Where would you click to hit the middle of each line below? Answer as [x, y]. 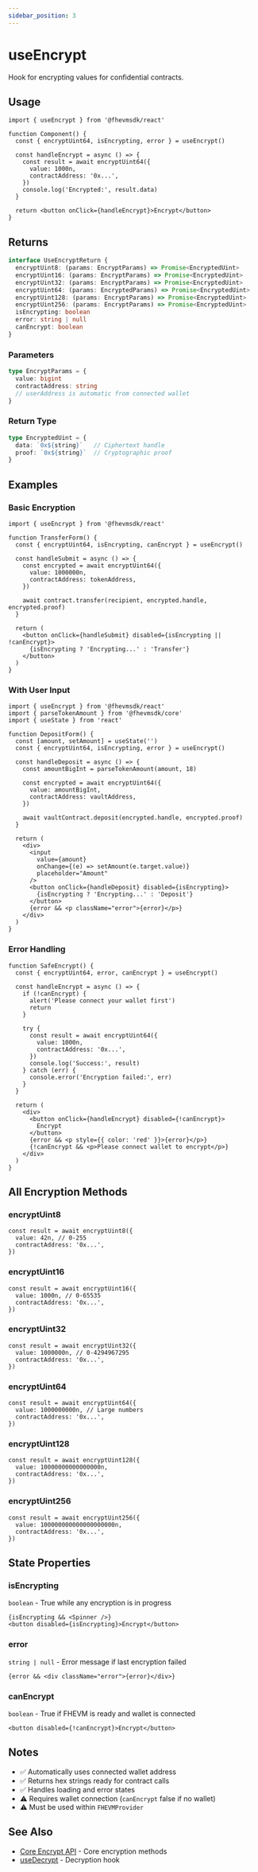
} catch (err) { [50, 1070]
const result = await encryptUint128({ [74, 1461]
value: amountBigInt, [65, 790]
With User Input [39, 690]
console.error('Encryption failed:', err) [100, 1077]
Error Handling [37, 949]
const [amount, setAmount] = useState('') [87, 741]
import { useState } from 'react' [65, 721]
